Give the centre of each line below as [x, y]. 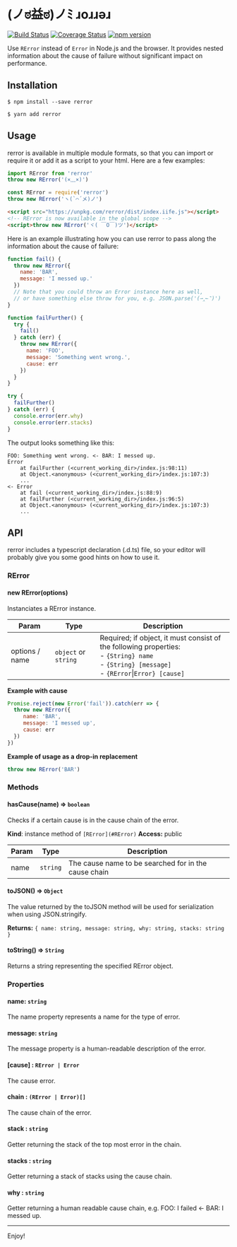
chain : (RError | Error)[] [47, 1097]
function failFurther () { [45, 318]
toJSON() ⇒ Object [35, 891]
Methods [23, 788]
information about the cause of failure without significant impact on [105, 55]
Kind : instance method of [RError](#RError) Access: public [95, 833]
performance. [27, 63]
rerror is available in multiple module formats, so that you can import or [110, 153]
